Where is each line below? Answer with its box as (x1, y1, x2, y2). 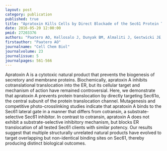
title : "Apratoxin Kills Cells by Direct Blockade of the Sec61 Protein (5, 21, 159, 26)
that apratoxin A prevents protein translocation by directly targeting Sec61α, (5, 93, 161, 99)
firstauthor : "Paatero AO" (5, 40, 61, 45)
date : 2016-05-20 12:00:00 (5, 26, 61, 31)
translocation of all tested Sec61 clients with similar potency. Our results (5, 125, 153, 131)
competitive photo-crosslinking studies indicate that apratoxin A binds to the (5, 103, 162, 109)
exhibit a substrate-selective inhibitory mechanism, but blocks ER (5, 119, 139, 125)
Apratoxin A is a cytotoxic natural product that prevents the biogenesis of (5, 72, 155, 77)
